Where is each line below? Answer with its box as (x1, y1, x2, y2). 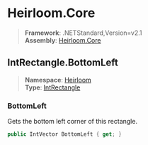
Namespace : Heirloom (24, 75, 92, 84)
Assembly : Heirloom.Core (24, 36, 101, 44)
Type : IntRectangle (24, 83, 81, 92)
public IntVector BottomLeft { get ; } (7, 131, 122, 138)
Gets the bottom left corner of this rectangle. (7, 117, 138, 126)
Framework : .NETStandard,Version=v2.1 (24, 28, 142, 37)
